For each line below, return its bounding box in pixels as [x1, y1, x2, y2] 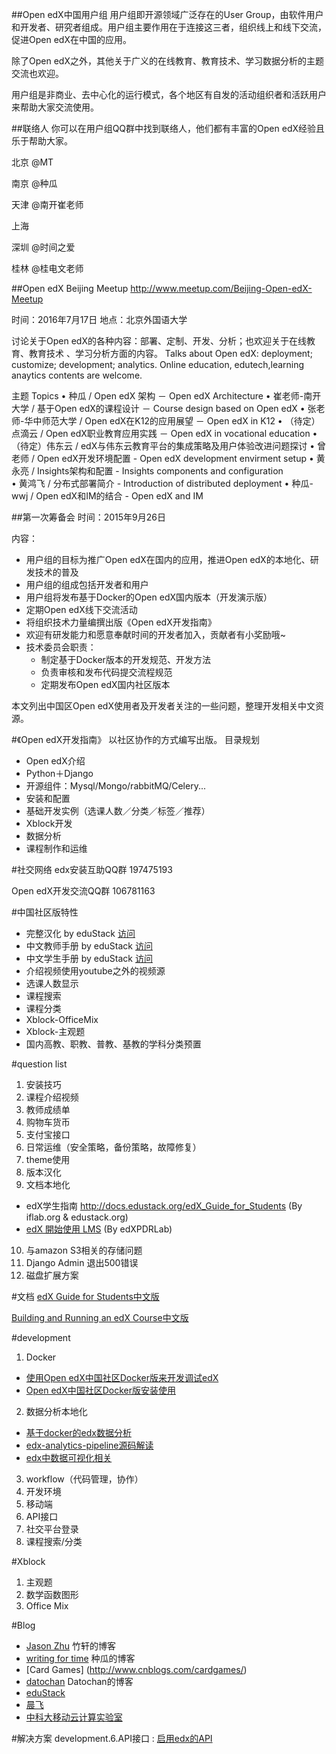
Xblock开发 [25, 818, 73, 829]
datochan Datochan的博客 [25, 1676, 134, 1687]
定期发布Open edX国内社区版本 [40, 679, 171, 690]
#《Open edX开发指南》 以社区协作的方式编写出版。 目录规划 [11, 734, 261, 745]
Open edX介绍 [25, 755, 86, 767]
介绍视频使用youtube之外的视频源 [25, 965, 166, 977]
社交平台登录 [25, 1523, 79, 1535]
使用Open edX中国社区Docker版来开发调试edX [25, 1372, 219, 1383]
